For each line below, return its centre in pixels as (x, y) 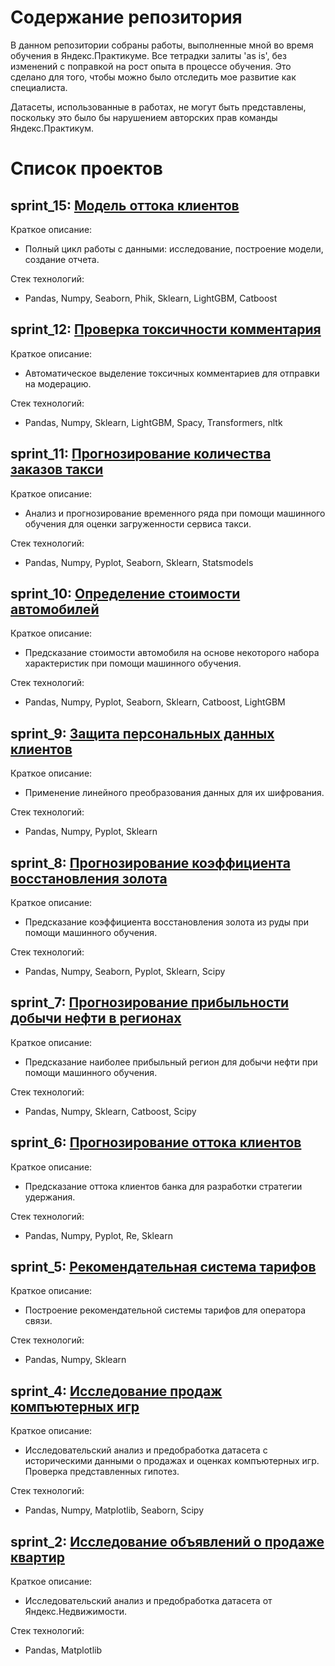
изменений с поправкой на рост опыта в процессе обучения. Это (151, 66)
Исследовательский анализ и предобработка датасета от (148, 1601)
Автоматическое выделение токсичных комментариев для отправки (172, 373)
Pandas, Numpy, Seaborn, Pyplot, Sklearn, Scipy (125, 971)
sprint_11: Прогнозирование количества (141, 454)
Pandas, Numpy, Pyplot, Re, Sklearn (98, 1235)
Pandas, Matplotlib (63, 1650)
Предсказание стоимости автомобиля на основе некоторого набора (172, 653)
